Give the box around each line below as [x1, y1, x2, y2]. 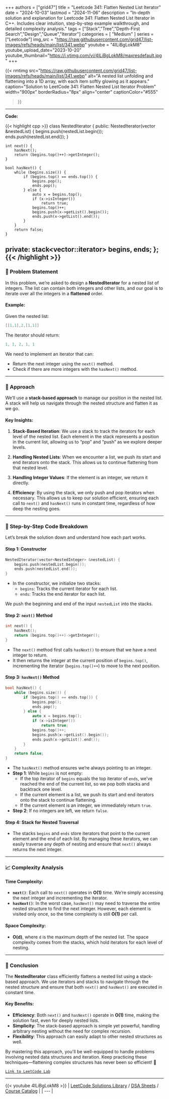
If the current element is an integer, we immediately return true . [20, 802, 152, 808]
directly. [12, 480, 30, 486]
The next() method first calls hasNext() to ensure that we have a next [12, 647, 157, 653]
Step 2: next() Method [5, 612, 53, 618]
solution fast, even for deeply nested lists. [12, 1017, 100, 1023]
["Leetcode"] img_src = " [5, 36, 57, 42]
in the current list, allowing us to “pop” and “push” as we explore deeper [12, 439, 162, 445]
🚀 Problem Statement [5, 268, 58, 275]
